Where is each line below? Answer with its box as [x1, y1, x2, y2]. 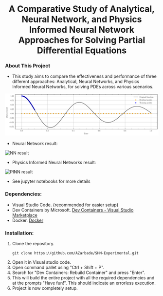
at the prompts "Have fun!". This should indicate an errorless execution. [12, 280, 156, 286]
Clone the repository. [12, 240, 54, 246]
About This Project [5, 63, 50, 69]
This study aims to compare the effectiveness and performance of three [12, 73, 157, 79]
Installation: [5, 230, 34, 236]
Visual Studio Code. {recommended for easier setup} [12, 202, 119, 208]
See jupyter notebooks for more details [12, 178, 91, 184]
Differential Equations [36, 45, 127, 56]
